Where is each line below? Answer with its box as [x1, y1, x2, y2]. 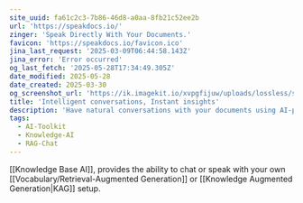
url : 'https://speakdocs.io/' [9, 22, 124, 31]
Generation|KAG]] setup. [9, 182, 101, 194]
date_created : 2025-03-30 [9, 80, 106, 89]
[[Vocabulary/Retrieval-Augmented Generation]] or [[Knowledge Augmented [9, 173, 293, 184]
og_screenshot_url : [9, 88, 83, 97]
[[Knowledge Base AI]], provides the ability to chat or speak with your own [9, 163, 286, 174]
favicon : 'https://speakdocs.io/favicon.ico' [9, 38, 183, 48]
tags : [9, 114, 30, 123]
